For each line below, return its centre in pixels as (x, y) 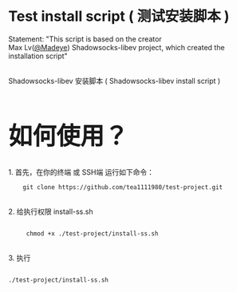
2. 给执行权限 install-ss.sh (51, 211)
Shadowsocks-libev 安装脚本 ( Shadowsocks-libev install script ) (115, 81)
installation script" (38, 56)
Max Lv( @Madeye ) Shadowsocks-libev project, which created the (117, 47)
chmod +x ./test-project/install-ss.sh (92, 233)
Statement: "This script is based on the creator (85, 39)
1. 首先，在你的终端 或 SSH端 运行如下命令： (81, 172)
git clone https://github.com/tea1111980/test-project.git (123, 187)
